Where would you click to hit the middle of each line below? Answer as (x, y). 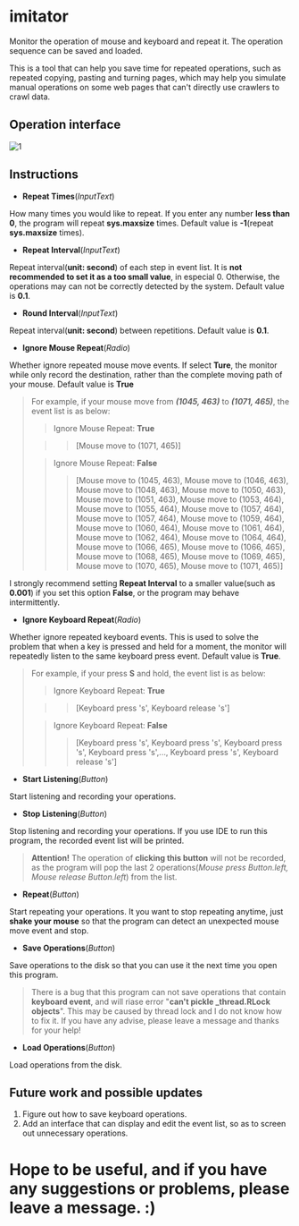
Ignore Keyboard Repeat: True (109, 690)
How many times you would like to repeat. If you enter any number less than (149, 213)
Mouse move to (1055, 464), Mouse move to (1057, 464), (180, 508)
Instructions (44, 175)
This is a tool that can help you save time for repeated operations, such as (145, 68)
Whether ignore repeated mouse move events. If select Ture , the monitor (144, 365)
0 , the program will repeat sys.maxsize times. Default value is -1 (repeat (141, 223)
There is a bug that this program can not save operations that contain (158, 992)
